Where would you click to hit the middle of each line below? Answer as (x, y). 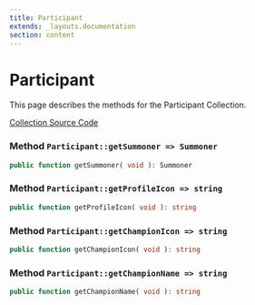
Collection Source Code (54, 123)
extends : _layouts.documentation (73, 26)
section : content (42, 35)
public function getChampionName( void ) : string (105, 292)
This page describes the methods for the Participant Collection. (128, 105)
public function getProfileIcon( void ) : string (103, 207)
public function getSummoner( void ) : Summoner (101, 165)
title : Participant (46, 18)
